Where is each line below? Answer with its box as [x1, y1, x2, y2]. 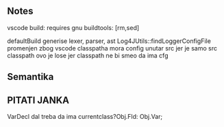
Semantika [7, 71, 54, 83]
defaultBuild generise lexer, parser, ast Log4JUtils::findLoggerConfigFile [7, 37, 211, 45]
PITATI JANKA [7, 94, 70, 106]
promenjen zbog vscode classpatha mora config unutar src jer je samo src [7, 44, 218, 52]
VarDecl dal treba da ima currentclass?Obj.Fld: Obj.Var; [7, 113, 163, 121]
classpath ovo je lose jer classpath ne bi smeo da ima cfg [7, 51, 169, 59]
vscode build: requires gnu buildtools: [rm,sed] [7, 23, 140, 31]
